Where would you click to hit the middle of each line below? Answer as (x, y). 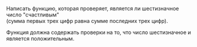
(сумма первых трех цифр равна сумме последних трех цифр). (87, 21)
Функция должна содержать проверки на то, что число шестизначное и (99, 32)
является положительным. (40, 38)
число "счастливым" (33, 15)
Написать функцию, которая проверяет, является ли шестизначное (93, 9)
